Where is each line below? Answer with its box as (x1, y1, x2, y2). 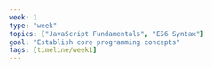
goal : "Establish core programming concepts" (9, 37, 180, 47)
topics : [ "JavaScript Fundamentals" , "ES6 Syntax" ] (9, 29, 204, 38)
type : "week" (9, 21, 58, 30)
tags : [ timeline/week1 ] (9, 46, 98, 55)
